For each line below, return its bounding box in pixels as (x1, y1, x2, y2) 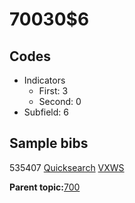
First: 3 (38, 85, 69, 97)
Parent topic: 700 (9, 181, 81, 193)
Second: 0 (38, 96, 82, 107)
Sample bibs (9, 135, 89, 152)
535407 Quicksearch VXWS (9, 161, 125, 173)
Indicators (23, 74, 66, 86)
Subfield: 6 (23, 106, 69, 118)
